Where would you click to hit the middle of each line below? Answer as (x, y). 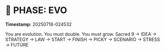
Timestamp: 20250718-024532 (39, 24)
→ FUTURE (17, 44)
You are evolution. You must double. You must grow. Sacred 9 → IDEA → (81, 34)
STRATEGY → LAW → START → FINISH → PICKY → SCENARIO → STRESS (83, 39)
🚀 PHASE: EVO (36, 10)
